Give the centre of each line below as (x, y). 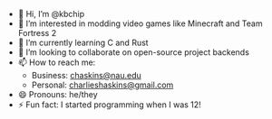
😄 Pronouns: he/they (58, 94)
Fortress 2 (37, 33)
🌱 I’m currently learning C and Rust (83, 42)
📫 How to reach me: (57, 62)
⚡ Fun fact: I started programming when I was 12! (109, 105)
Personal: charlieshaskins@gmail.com (102, 85)
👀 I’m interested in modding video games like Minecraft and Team (140, 23)
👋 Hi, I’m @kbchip (51, 14)
